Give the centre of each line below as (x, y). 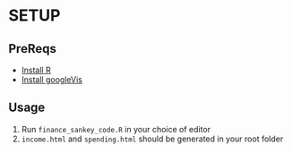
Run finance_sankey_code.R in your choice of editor (116, 129)
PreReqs (33, 49)
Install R (36, 70)
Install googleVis (52, 80)
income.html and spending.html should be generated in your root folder (152, 139)
